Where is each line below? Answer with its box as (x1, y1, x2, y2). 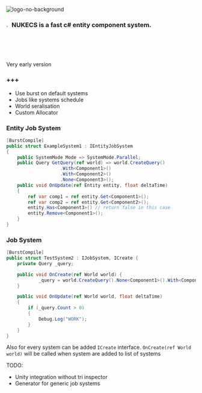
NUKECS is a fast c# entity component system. (11, 20, 151, 29)
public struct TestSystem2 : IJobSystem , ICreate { (6, 255, 138, 262)
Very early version (6, 61, 52, 68)
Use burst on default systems (14, 89, 88, 96)
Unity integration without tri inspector (14, 374, 108, 381)
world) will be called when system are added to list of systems (6, 350, 161, 357)
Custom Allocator (14, 108, 58, 116)
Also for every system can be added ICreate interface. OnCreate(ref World (6, 344, 191, 351)
